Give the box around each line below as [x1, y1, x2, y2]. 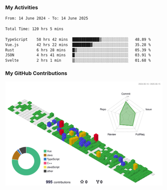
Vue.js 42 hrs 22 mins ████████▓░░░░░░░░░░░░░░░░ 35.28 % [5, 42, 151, 47]
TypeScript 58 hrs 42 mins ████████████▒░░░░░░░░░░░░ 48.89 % [5, 37, 151, 42]
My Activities [5, 4, 38, 11]
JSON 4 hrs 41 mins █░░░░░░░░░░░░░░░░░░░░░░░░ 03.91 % [5, 53, 151, 58]
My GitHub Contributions [5, 70, 67, 77]
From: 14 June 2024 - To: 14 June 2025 [5, 16, 88, 21]
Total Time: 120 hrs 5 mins [5, 26, 64, 31]
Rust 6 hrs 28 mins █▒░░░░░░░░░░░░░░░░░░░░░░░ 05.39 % [5, 47, 151, 52]
